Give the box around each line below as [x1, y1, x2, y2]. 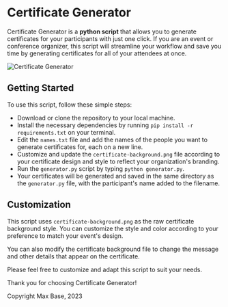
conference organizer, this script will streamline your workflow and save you [7, 42, 222, 50]
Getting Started [7, 82, 74, 94]
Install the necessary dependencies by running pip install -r [16, 121, 194, 129]
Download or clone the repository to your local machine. [16, 114, 175, 122]
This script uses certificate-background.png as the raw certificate [7, 217, 195, 225]
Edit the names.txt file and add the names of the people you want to [16, 135, 208, 144]
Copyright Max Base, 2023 [7, 292, 83, 300]
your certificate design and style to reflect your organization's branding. [16, 157, 220, 165]
